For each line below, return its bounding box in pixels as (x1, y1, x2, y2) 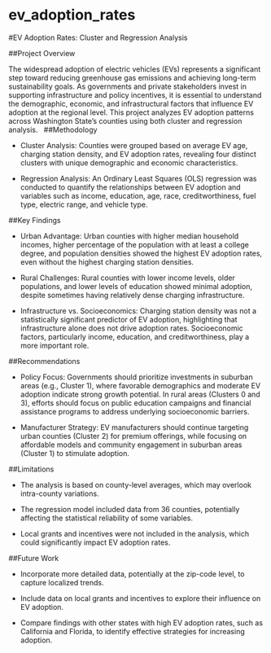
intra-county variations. (20, 489, 99, 498)
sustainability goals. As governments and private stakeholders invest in (8, 81, 247, 91)
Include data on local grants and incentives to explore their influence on (20, 593, 261, 603)
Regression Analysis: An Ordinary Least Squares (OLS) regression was (20, 173, 258, 183)
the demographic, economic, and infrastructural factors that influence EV (8, 99, 254, 108)
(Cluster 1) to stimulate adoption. (20, 448, 130, 458)
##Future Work (8, 553, 59, 563)
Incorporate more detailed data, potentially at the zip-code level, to (20, 568, 245, 579)
